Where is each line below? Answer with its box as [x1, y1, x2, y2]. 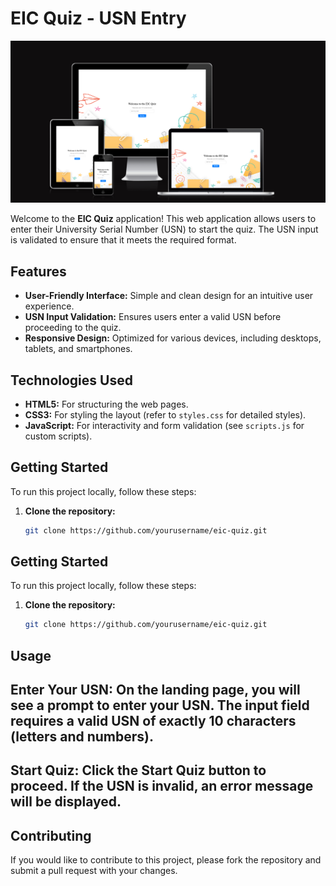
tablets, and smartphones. [24, 343, 133, 355]
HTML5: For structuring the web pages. [24, 398, 189, 410]
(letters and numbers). [10, 728, 155, 746]
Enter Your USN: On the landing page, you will [10, 682, 301, 699]
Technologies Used [10, 372, 133, 389]
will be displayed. [10, 793, 122, 811]
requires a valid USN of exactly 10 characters [10, 713, 297, 730]
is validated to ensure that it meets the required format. [10, 234, 237, 246]
